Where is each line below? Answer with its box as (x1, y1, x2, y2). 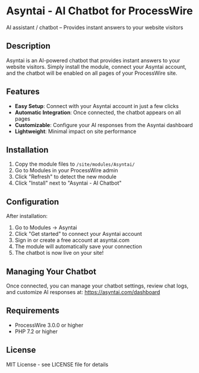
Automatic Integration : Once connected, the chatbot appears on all (14, 109, 181, 116)
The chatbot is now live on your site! (14, 249, 104, 257)
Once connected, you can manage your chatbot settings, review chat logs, (6, 282, 189, 289)
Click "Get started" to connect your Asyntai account (14, 230, 143, 238)
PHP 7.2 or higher (14, 328, 58, 335)
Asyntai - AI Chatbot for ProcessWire (6, 4, 193, 18)
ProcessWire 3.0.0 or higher (14, 321, 84, 328)
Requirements (6, 306, 59, 316)
